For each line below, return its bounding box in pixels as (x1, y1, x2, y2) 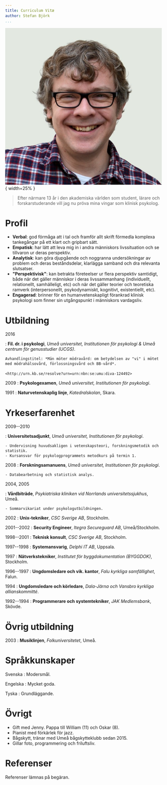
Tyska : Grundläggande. (5, 690, 55, 696)
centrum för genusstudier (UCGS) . (5, 346, 76, 352)
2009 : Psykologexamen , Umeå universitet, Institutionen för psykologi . (5, 380, 151, 386)
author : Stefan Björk (5, 13, 50, 18)
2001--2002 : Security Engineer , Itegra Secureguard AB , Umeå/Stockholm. (5, 525, 160, 531)
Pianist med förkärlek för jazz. (12, 730, 74, 736)
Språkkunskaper (5, 655, 76, 666)
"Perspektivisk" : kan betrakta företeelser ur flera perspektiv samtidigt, (12, 271, 158, 277)
